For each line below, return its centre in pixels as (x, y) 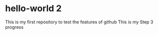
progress (14, 27)
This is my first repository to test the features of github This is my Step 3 (79, 22)
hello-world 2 (34, 9)
